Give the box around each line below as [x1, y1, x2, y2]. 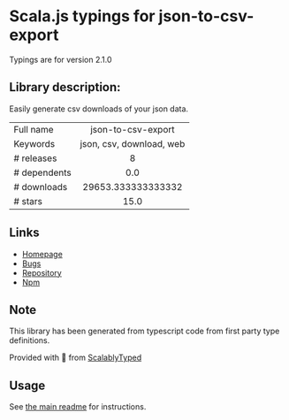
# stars [13, 195, 42, 207]
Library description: [9, 80, 121, 95]
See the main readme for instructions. [9, 401, 147, 412]
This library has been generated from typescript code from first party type [9, 325, 280, 337]
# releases [13, 152, 57, 164]
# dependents [13, 166, 72, 179]
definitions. [9, 335, 50, 346]
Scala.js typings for [9, 6, 156, 27]
